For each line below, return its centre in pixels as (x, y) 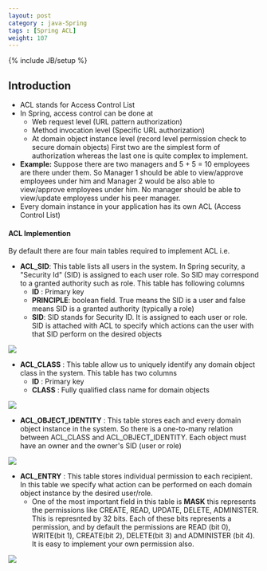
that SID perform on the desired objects (96, 334)
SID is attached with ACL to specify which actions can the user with (143, 326)
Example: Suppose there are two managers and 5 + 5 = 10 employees (135, 164)
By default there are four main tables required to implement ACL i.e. (119, 251)
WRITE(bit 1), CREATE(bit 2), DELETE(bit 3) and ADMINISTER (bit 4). (143, 536)
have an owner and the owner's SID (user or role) (100, 446)
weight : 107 (28, 38)
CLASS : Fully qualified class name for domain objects (120, 390)
